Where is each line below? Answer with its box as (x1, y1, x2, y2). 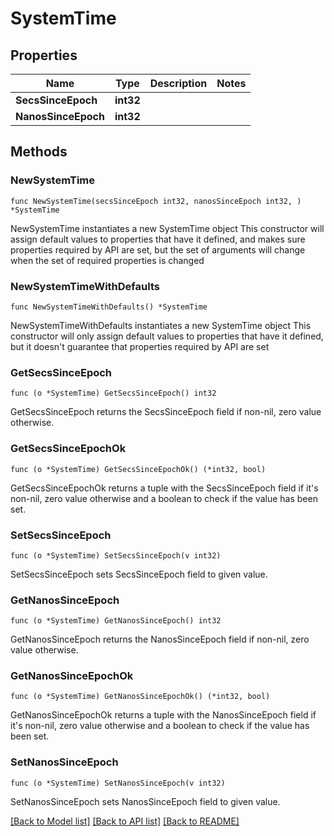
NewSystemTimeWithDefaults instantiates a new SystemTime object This (10, 319, 312, 331)
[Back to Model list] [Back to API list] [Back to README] (10, 815, 240, 827)
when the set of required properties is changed (10, 254, 205, 266)
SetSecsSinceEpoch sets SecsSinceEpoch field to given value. (10, 568, 268, 580)
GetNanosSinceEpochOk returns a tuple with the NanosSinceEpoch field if (10, 709, 317, 721)
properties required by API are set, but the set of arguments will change (10, 243, 306, 256)
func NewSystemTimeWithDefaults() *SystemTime (10, 302, 208, 312)
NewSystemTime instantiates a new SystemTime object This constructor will (10, 222, 325, 234)
